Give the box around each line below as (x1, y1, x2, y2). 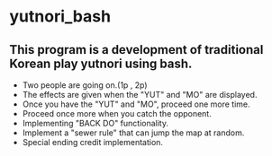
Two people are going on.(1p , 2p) (22, 80, 148, 91)
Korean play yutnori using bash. (9, 56, 193, 71)
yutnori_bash (9, 6, 111, 27)
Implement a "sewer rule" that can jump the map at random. (22, 127, 245, 138)
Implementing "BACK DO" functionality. (22, 118, 169, 128)
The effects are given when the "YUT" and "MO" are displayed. (22, 90, 258, 100)
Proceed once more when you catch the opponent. (22, 108, 212, 118)
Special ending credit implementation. (22, 137, 164, 147)
